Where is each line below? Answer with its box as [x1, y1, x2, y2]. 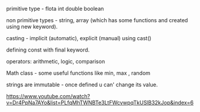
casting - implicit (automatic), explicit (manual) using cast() [6, 35, 151, 41]
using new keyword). [6, 23, 58, 30]
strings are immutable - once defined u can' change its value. [6, 81, 158, 88]
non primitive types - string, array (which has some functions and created [6, 17, 189, 23]
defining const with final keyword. [6, 46, 90, 53]
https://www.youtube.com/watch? [6, 93, 90, 99]
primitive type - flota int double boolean [6, 5, 104, 12]
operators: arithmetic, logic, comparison [6, 58, 105, 65]
